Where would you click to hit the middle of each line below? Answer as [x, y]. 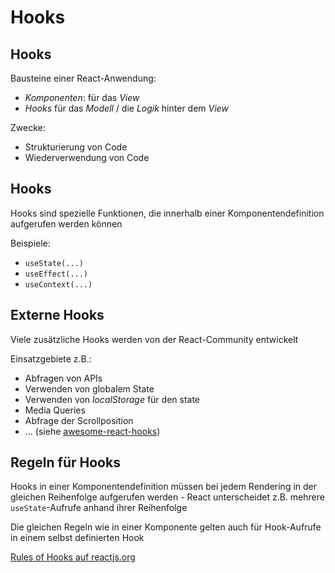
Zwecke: [28, 127]
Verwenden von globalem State [89, 388]
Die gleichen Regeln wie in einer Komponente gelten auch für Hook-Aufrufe [166, 527]
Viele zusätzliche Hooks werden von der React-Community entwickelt [154, 339]
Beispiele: [30, 243]
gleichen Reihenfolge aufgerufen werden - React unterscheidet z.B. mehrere [167, 497]
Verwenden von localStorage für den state [112, 399]
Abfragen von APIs [63, 378]
